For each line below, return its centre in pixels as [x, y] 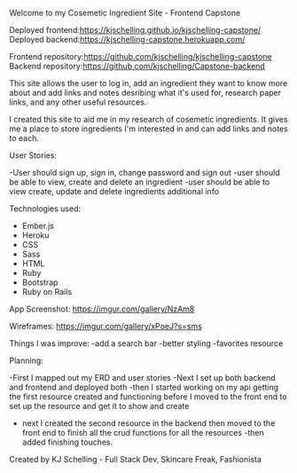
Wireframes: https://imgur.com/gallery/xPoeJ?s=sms [106, 326]
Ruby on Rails [47, 292]
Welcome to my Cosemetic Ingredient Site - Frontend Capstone [125, 13]
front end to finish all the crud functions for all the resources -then [143, 433]
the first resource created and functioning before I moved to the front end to [148, 397]
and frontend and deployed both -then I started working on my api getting [144, 387]
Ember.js [38, 226]
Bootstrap [40, 282]
